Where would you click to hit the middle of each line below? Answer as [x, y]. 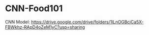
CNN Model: [18, 22]
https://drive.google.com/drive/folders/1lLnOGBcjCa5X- [88, 22]
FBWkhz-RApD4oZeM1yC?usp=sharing [45, 27]
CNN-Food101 [34, 9]
